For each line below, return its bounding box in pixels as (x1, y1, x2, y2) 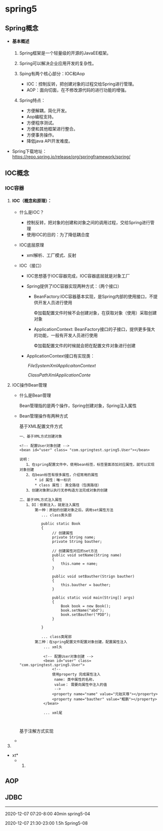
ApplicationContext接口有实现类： (26, 353, 95, 359)
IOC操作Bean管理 (12, 382, 48, 388)
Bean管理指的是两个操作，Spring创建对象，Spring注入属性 (19, 403, 137, 408)
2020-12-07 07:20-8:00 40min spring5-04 (5, 811, 91, 816)
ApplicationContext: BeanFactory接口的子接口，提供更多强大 (33, 326, 155, 332)
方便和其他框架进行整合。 (26, 126, 78, 131)
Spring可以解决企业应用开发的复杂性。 (19, 60, 97, 66)
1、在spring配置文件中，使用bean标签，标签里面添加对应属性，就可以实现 (26, 462, 155, 467)
